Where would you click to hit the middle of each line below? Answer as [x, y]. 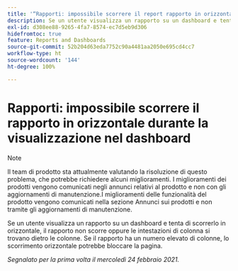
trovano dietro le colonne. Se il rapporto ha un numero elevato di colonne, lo [118, 238]
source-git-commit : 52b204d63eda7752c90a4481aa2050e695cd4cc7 [101, 47]
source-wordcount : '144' [44, 60]
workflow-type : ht [34, 54]
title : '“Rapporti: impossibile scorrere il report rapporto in [104, 14]
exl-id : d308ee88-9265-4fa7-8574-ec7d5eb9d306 [77, 27]
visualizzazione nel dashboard [99, 138]
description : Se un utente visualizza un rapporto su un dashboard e [112, 21]
